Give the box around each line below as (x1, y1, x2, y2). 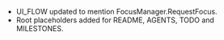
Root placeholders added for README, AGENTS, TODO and (15, 15, 214, 25)
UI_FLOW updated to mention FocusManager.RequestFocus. (15, 7, 218, 16)
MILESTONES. (15, 24, 64, 33)
